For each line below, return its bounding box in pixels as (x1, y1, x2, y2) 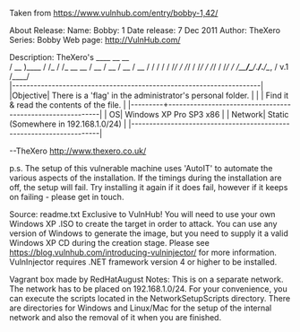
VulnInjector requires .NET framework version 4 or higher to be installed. (9, 257, 278, 267)
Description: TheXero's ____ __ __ (9, 52, 130, 62)
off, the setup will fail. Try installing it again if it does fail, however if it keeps (9, 182, 288, 192)
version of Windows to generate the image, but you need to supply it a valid (9, 228, 288, 239)
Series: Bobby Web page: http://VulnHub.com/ (9, 35, 181, 45)
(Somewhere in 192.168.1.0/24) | (9, 118, 127, 129)
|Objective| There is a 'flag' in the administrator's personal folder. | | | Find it (9, 90, 289, 100)
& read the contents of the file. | (9, 100, 127, 110)
